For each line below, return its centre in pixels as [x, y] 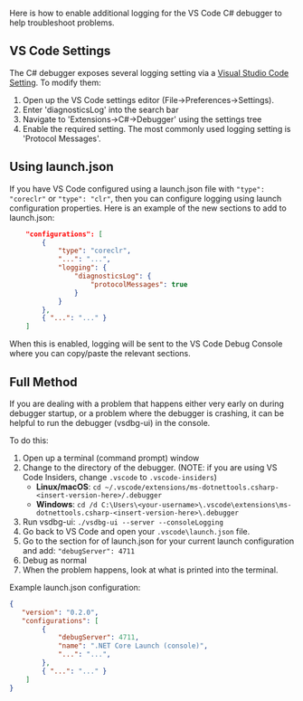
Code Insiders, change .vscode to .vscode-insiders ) [119, 477]
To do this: [29, 440]
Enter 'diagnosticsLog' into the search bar [100, 109]
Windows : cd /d [66, 504]
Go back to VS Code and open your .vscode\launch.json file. [136, 531]
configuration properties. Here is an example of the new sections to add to [148, 208]
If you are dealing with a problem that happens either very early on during [147, 403]
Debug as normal [55, 560]
